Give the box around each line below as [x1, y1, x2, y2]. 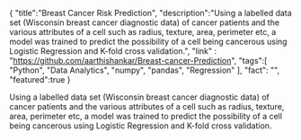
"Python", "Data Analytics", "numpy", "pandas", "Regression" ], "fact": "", [9, 65, 280, 75]
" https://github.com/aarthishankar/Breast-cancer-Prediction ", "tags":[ [9, 56, 268, 66]
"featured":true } [9, 74, 71, 84]
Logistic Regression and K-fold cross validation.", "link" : [9, 46, 217, 57]
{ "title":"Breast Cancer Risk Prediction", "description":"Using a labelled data [9, 8, 292, 18]
